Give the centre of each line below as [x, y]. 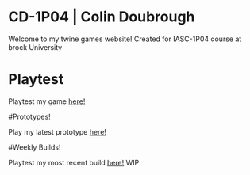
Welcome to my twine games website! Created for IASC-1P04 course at [125, 39]
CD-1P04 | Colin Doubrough [102, 17]
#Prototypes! [29, 116]
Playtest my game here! [47, 101]
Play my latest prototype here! [58, 131]
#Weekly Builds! [35, 147]
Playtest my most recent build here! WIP [74, 162]
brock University [35, 47]
